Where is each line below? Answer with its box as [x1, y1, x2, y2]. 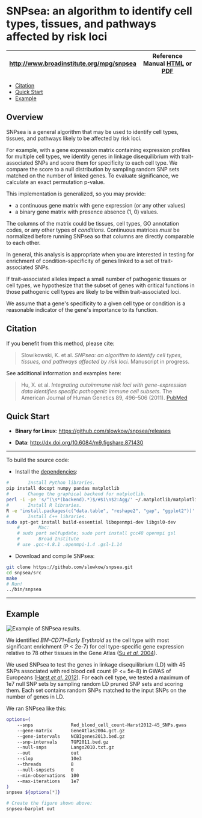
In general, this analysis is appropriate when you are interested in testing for [6, 250, 194, 258]
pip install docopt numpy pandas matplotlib [6, 486, 120, 492]
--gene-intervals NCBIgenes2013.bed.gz [17, 733, 125, 740]
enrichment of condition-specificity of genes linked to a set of [6, 257, 160, 264]
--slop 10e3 [17, 756, 82, 762]
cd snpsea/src [6, 569, 42, 575]
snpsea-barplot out [6, 806, 55, 812]
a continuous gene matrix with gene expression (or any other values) [14, 201, 186, 209]
